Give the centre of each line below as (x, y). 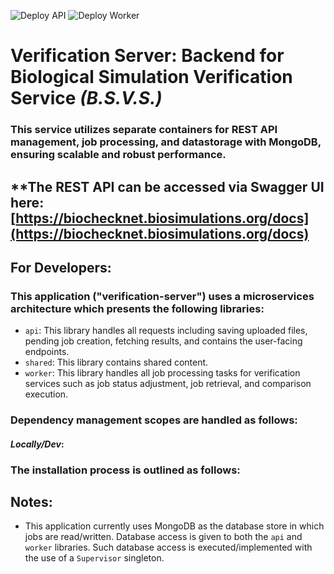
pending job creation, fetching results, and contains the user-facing (163, 341)
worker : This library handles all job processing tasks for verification (162, 373)
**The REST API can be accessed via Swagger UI (167, 186)
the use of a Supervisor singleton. (94, 558)
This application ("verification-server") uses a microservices (162, 296)
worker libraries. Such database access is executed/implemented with (168, 547)
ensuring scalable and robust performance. (118, 155)
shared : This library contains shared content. (116, 362)
